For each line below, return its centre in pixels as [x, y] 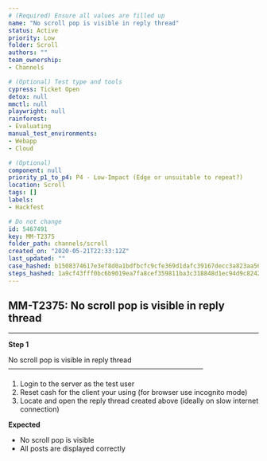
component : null [35, 170]
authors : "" [28, 53]
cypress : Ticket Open [44, 89]
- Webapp [23, 141]
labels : [21, 200]
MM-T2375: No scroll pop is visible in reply [116, 306]
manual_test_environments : [53, 134]
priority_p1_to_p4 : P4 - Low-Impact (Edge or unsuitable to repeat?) [126, 178]
